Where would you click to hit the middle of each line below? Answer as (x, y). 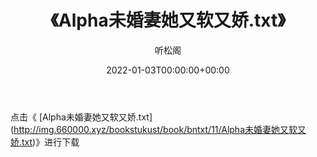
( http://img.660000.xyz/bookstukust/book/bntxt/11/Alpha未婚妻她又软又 (158, 129)
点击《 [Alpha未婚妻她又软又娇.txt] (81, 117)
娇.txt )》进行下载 (45, 142)
